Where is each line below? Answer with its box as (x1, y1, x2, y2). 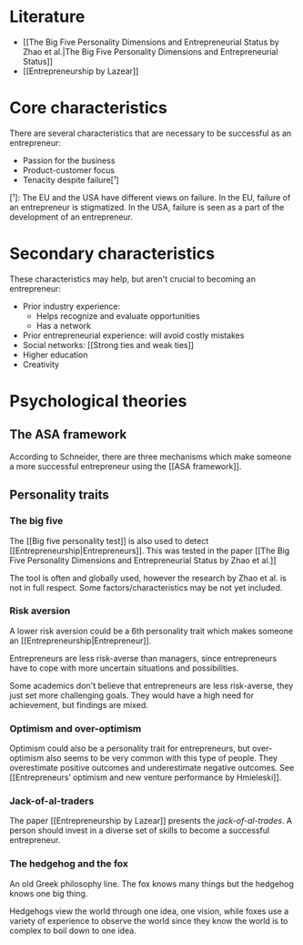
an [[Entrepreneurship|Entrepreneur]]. (9, 635, 152, 646)
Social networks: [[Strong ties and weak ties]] (22, 339, 194, 350)
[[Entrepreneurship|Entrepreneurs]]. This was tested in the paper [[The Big (9, 545, 290, 556)
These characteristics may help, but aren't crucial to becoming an (9, 273, 257, 284)
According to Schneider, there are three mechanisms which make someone (9, 451, 292, 462)
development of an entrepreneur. (9, 211, 134, 222)
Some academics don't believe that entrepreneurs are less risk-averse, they (9, 680, 294, 691)
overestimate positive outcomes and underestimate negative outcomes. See (9, 763, 295, 774)
